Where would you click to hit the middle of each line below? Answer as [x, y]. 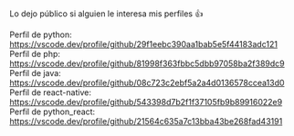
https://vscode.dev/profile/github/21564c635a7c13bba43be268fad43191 [146, 121]
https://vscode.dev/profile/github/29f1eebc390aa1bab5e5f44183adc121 [144, 44]
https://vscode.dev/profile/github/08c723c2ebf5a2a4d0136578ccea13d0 [147, 83]
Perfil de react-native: [50, 92]
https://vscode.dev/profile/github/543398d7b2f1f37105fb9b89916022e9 [146, 102]
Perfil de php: [35, 54]
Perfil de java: [35, 73]
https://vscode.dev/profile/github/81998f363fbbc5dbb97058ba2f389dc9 [147, 63]
